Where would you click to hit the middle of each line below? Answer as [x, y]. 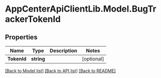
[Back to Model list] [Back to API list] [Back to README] [60, 71]
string [38, 59]
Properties [21, 37]
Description [64, 51]
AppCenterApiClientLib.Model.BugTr [81, 9]
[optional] [93, 59]
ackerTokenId [33, 19]
